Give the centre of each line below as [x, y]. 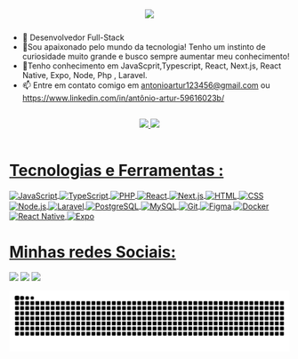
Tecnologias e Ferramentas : [117, 170]
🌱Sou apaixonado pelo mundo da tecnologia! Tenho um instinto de [144, 46]
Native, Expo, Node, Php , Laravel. [85, 75]
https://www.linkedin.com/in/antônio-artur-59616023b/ [123, 98]
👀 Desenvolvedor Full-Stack [73, 37]
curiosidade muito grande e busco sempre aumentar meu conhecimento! [156, 56]
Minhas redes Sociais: [93, 252]
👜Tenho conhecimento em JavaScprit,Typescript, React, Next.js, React [152, 66]
